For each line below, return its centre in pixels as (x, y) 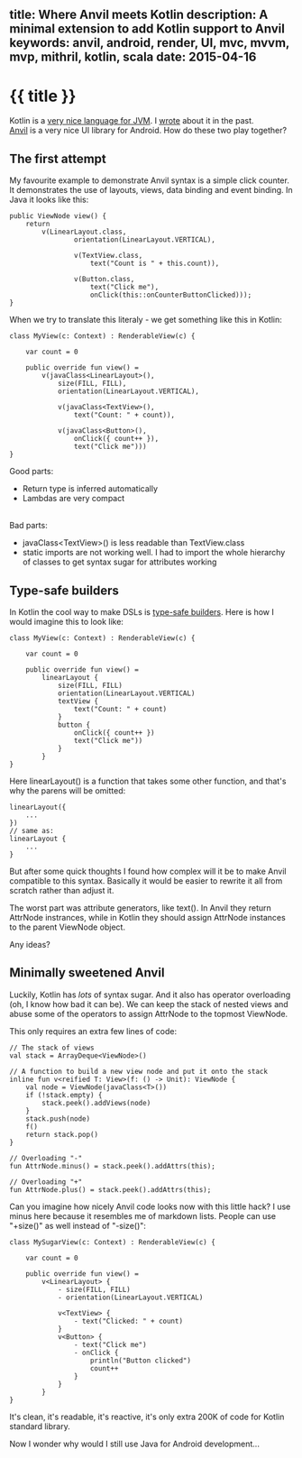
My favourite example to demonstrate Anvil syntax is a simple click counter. (150, 180)
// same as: (32, 830)
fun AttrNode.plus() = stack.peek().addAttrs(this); (110, 1189)
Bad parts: (28, 526)
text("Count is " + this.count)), (155, 264)
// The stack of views (52, 1048)
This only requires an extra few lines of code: (93, 1031)
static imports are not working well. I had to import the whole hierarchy (154, 553)
